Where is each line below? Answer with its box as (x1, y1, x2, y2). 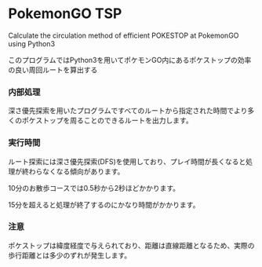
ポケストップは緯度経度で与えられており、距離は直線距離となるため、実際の (8, 240, 255, 250)
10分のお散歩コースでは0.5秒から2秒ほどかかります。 (8, 183, 180, 192)
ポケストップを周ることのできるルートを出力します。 (21, 115, 194, 126)
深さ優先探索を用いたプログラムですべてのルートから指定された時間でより (8, 106, 248, 115)
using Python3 (8, 38, 56, 48)
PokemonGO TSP (8, 5, 122, 23)
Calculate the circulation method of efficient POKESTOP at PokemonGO (8, 31, 239, 40)
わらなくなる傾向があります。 (28, 166, 125, 176)
